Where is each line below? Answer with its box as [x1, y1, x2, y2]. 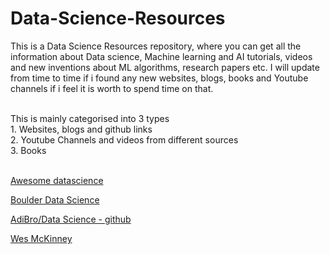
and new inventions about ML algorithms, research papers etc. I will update [10, 61, 320, 73]
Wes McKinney [10, 232, 73, 244]
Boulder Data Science [10, 193, 100, 206]
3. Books [10, 144, 47, 156]
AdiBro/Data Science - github [10, 213, 132, 225]
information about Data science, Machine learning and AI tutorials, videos [10, 50, 313, 62]
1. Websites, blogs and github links [10, 123, 153, 135]
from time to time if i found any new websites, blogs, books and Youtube [10, 72, 309, 84]
